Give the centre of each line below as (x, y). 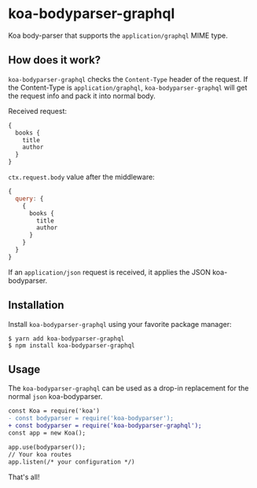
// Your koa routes (40, 454)
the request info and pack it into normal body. (82, 96)
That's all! (24, 477)
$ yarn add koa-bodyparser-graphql (66, 339)
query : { (29, 198)
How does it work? (55, 60)
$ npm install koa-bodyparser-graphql (72, 345)
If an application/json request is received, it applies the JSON (109, 272)
